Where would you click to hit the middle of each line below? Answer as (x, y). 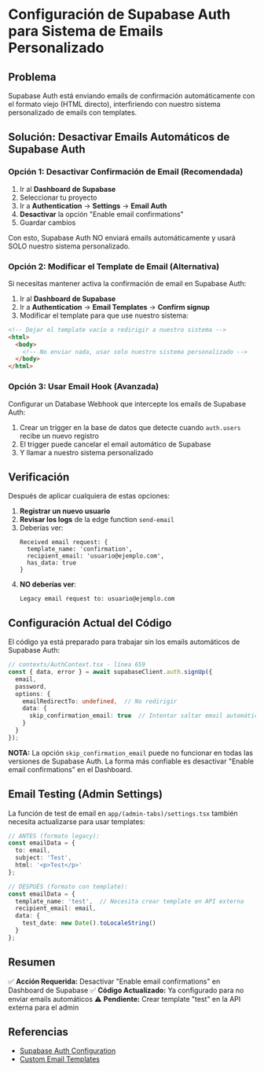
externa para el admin (44, 1007)
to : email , (33, 851)
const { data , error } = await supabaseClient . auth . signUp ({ (110, 672)
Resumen (32, 962)
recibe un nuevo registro (59, 436)
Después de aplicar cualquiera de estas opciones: (89, 496)
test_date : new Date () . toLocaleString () (89, 923)
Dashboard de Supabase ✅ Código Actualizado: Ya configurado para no (126, 990)
